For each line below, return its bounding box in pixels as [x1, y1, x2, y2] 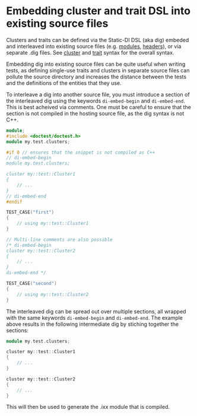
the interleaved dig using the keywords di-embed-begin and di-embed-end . [6, 97, 186, 104]
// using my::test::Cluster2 [17, 291, 89, 297]
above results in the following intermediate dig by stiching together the [6, 320, 179, 328]
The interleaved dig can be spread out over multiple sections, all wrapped [6, 307, 186, 315]
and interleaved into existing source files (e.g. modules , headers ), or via [6, 43, 182, 50]
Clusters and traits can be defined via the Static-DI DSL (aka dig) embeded [6, 36, 189, 43]
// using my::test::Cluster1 [17, 221, 89, 227]
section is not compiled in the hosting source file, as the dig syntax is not [6, 110, 185, 117]
